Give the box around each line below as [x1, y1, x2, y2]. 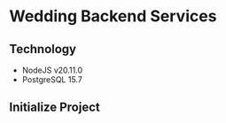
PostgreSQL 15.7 [21, 74, 82, 85]
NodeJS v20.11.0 [21, 65, 82, 75]
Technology [9, 42, 77, 57]
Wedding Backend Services [9, 6, 217, 27]
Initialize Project [9, 100, 100, 115]
